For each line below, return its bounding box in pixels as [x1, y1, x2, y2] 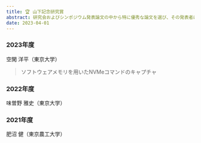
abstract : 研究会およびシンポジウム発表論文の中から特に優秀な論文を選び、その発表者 [6, 14, 193, 20]
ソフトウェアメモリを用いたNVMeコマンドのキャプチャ [20, 68, 157, 75]
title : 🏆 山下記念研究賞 [6, 8, 64, 15]
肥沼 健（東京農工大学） [6, 130, 66, 138]
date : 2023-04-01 [6, 20, 50, 26]
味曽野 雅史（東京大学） [6, 99, 66, 107]
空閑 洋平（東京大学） [6, 55, 60, 63]
